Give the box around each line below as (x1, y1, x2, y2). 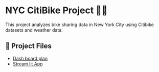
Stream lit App (12, 61, 43, 67)
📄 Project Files (5, 42, 52, 51)
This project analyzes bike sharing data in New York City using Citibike (5, 21, 154, 28)
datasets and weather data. (5, 27, 63, 33)
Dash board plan (12, 55, 48, 61)
